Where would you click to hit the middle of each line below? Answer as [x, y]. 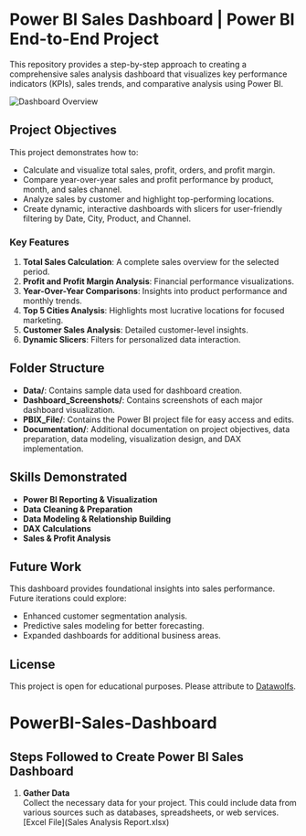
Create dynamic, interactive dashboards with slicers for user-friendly [153, 208]
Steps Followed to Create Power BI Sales [127, 757]
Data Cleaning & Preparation [78, 509]
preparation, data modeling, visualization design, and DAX [132, 439]
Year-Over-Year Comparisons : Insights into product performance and [155, 291]
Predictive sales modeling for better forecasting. [113, 626]
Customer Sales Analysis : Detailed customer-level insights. [135, 330]
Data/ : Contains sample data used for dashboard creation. [132, 390]
